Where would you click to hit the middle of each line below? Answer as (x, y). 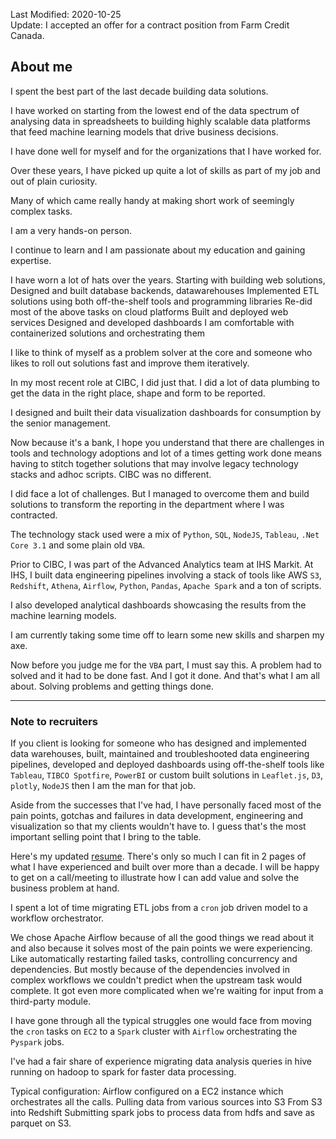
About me (41, 67)
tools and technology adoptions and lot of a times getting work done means (166, 453)
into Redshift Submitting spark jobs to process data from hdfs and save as (162, 1113)
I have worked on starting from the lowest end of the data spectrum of (155, 110)
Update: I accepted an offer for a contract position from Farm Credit (150, 25)
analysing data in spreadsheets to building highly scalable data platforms (160, 121)
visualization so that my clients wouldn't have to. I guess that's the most (158, 826)
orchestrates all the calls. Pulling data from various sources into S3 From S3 (166, 1102)
